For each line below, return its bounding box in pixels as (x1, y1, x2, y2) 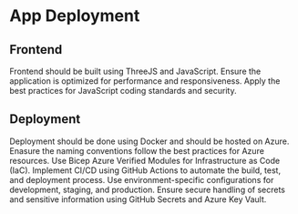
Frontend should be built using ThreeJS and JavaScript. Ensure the (9, 66, 262, 76)
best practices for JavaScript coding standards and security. (9, 86, 237, 96)
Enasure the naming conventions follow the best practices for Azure (9, 145, 264, 156)
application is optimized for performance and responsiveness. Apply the (9, 76, 281, 87)
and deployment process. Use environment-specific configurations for (9, 174, 274, 185)
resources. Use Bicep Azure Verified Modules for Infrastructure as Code (9, 155, 281, 166)
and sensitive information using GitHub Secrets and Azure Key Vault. (9, 193, 267, 205)
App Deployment (9, 5, 140, 26)
